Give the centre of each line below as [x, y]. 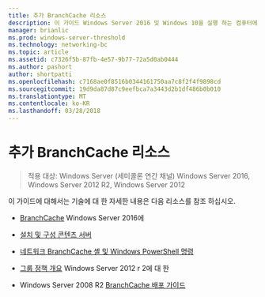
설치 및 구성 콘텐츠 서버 [56, 235]
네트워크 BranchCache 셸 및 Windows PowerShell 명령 [106, 251]
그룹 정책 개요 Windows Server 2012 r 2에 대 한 [95, 268]
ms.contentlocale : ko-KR [49, 103]
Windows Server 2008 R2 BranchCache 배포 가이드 [102, 284]
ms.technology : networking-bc [58, 45]
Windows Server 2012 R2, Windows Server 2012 [106, 184]
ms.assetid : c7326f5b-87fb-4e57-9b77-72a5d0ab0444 [93, 60]
